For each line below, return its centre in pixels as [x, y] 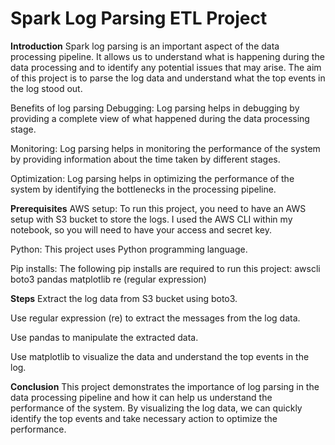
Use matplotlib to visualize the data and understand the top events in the [160, 356]
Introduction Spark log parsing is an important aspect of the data [145, 46]
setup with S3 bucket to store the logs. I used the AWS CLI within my [151, 219]
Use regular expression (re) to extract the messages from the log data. [155, 318]
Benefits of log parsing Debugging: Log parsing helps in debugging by [155, 108]
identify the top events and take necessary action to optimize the [144, 418]
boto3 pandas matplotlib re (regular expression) [108, 279]
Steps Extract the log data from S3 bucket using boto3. [124, 298]
